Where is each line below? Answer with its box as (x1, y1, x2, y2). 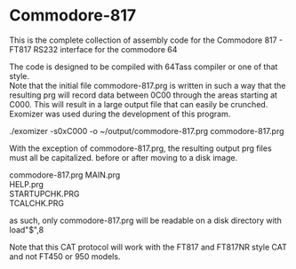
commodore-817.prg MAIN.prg (9, 170, 121, 180)
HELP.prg (9, 178, 44, 189)
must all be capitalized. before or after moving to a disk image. (9, 152, 238, 162)
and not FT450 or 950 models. (9, 250, 121, 262)
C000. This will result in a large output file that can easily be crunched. (9, 99, 268, 109)
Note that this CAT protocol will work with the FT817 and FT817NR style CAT (9, 241, 287, 252)
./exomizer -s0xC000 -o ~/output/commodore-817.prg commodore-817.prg (9, 125, 284, 136)
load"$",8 (9, 224, 44, 235)
